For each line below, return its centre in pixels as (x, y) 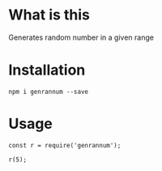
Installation (47, 70)
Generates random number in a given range (81, 37)
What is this (49, 15)
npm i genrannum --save (49, 92)
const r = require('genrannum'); (65, 145)
